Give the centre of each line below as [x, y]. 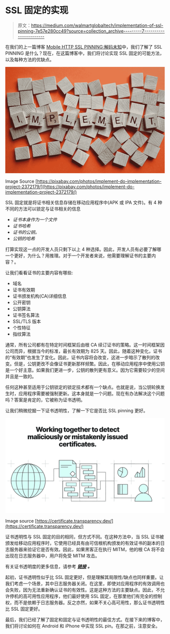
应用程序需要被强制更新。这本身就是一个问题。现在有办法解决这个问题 [92, 394]
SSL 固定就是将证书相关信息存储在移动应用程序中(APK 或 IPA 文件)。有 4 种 [84, 202]
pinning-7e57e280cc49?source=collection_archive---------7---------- [91, 31]
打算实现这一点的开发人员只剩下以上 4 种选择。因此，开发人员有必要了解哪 [83, 249]
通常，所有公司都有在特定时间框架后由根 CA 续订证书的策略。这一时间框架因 [85, 345]
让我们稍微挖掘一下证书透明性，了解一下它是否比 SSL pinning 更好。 [77, 411]
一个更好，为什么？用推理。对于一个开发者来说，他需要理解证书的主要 [78, 256]
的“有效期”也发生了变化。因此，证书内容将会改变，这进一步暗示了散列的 [80, 358]
